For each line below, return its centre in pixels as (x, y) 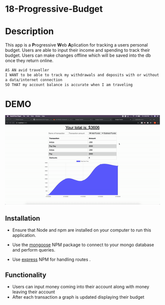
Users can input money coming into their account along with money (81, 287)
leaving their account (34, 292)
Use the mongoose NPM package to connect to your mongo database (83, 245)
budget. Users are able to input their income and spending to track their (78, 50)
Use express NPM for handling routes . (51, 259)
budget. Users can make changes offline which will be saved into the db (78, 55)
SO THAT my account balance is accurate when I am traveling (69, 85)
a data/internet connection (34, 80)
